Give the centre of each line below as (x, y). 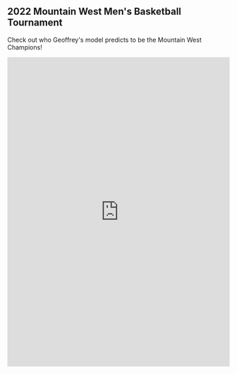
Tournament (35, 23)
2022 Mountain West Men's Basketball (95, 12)
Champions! (25, 47)
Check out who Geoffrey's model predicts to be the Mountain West (105, 40)
